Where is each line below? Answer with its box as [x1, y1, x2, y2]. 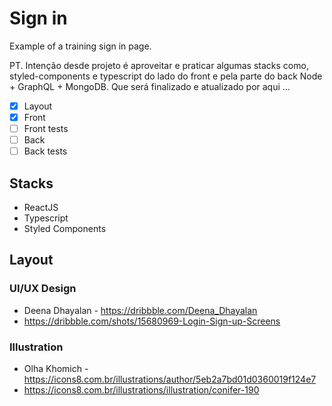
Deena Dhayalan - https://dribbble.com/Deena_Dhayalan [23, 304, 258, 316]
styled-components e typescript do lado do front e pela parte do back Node [9, 70, 323, 82]
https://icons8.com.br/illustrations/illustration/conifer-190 [23, 384, 260, 396]
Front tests [23, 123, 69, 135]
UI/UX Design [9, 282, 77, 296]
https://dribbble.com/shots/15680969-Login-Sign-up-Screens [23, 315, 281, 327]
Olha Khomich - [23, 363, 89, 375]
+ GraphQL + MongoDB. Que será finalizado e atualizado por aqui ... [9, 80, 291, 92]
